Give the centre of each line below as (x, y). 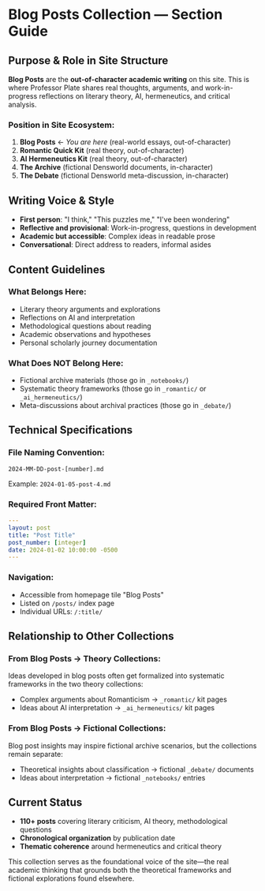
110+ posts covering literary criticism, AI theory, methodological (123, 822)
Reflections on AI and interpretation (77, 317)
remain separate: (35, 754)
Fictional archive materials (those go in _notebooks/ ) (104, 380)
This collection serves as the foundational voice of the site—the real (119, 862)
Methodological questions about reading (85, 326)
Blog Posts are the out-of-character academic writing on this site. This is (129, 79)
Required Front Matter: (52, 504)
